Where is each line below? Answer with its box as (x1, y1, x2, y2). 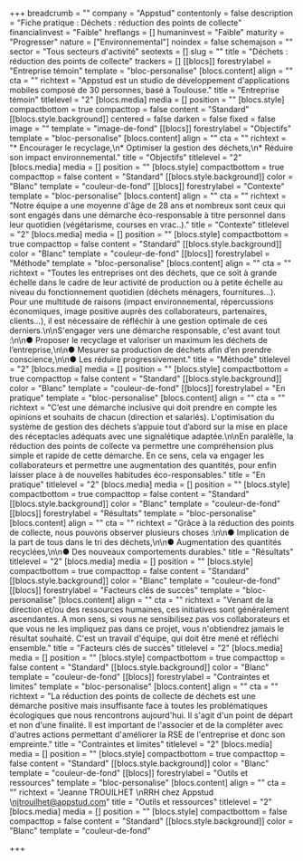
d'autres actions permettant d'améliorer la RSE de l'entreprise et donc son (9, 729, 286, 740)
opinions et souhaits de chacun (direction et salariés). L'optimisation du (9, 412, 275, 422)
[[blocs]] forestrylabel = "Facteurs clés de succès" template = (9, 585, 241, 596)
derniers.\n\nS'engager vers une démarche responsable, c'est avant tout (9, 325, 280, 336)
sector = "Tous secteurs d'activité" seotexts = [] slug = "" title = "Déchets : (9, 46, 289, 57)
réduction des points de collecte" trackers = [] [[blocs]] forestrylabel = (9, 56, 272, 66)
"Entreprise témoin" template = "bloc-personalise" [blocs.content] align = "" (9, 65, 294, 76)
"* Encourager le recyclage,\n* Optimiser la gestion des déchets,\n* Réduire (9, 142, 294, 153)
